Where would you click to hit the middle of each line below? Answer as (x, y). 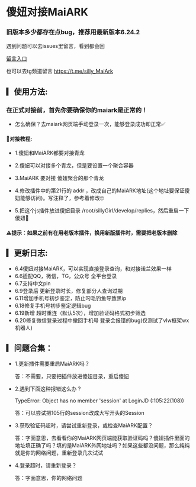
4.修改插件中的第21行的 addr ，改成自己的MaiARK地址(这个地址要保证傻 (102, 191)
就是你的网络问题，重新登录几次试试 (59, 453)
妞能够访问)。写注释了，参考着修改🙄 (59, 198)
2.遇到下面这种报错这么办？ (48, 389)
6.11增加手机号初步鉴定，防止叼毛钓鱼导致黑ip (70, 298)
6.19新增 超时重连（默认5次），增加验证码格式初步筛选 (80, 313)
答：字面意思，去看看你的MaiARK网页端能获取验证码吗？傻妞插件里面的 (102, 438)
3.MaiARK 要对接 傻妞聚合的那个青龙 (60, 178)
